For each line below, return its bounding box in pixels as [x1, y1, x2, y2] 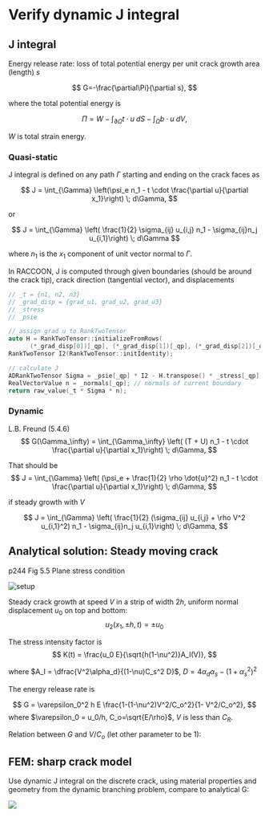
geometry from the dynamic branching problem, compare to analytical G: [8, 784, 250, 794]
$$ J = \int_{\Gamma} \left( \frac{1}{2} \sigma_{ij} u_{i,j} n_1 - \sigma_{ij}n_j [11, 225, 258, 234]
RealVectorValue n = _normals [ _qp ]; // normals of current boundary [8, 379, 242, 387]
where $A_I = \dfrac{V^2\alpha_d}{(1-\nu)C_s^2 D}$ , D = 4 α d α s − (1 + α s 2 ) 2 [8, 665, 258, 678]
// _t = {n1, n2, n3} [8, 291, 81, 299]
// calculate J [8, 364, 59, 372]
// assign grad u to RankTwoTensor [8, 327, 127, 335]
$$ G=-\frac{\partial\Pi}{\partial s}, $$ [71, 83, 198, 92]
